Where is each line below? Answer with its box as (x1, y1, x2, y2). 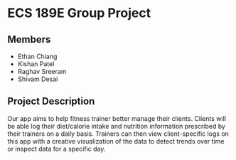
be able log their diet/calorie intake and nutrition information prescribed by (7, 122, 226, 130)
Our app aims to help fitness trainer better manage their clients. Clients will (7, 114, 226, 122)
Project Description (7, 95, 95, 107)
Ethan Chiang (17, 52, 58, 60)
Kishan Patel (17, 60, 55, 68)
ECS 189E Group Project (7, 5, 151, 21)
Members (7, 33, 51, 46)
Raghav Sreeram (17, 68, 67, 75)
